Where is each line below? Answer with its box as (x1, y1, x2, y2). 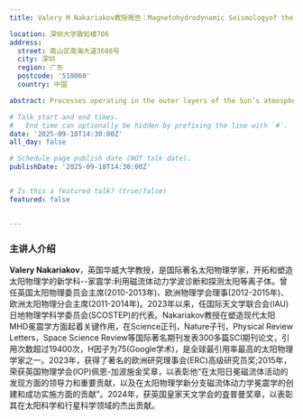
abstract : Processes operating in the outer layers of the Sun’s (9, 96, 260, 105)
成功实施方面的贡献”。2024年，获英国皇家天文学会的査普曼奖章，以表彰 (24, 388, 293, 399)
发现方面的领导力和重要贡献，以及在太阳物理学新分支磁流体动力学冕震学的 (9, 377, 286, 388)
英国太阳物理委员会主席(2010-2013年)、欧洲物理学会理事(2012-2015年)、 (16, 286, 289, 298)
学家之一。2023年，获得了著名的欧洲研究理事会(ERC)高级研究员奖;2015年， (9, 354, 292, 366)
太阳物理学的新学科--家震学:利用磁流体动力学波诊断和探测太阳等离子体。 (9, 275, 280, 286)
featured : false (9, 195, 70, 204)
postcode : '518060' (17, 71, 91, 81)
